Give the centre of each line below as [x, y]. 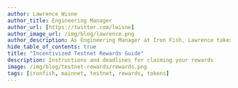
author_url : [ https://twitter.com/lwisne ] [71, 27]
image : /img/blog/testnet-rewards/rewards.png [77, 67]
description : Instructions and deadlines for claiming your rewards [110, 60]
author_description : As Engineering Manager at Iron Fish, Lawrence [110, 40]
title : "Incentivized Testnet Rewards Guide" [75, 54]
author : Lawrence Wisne [42, 14]
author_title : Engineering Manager [60, 21]
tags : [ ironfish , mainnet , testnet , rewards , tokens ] [89, 73]
